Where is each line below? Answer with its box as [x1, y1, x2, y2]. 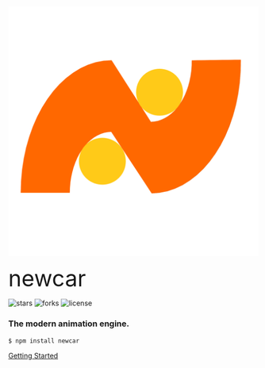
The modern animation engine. [8, 318, 129, 329]
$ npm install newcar [8, 337, 80, 345]
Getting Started [8, 351, 59, 361]
